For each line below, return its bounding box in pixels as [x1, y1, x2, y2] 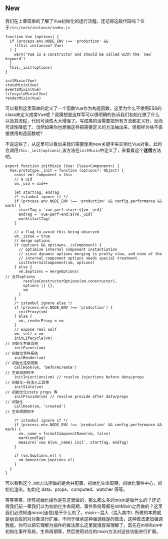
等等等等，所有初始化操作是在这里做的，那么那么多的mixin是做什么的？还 [5, 497, 156, 503]
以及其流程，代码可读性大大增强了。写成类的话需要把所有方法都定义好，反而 [5, 117, 163, 123]
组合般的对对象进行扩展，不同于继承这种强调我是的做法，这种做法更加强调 [9, 515, 163, 521]
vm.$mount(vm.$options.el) [18, 457, 75, 462]
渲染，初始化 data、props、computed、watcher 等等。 [13, 486, 127, 492]
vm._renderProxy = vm [18, 318, 64, 323]
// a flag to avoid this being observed [14, 229, 99, 234]
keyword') [5, 56, 26, 61]
